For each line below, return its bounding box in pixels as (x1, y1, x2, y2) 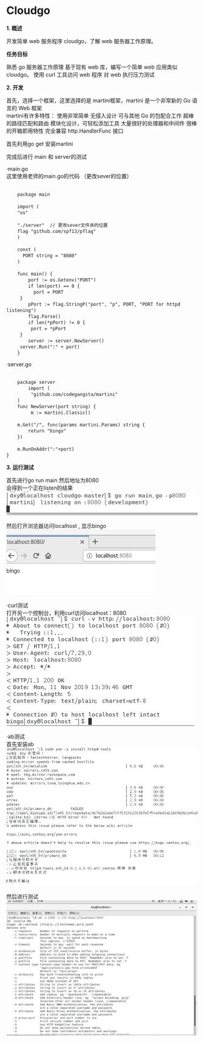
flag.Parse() (28, 313, 61, 319)
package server (17, 379, 56, 385)
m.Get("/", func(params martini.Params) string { (17, 422, 146, 428)
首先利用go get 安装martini (6, 140, 73, 147)
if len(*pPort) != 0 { (28, 319, 86, 325)
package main (17, 191, 50, 198)
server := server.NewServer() (28, 338, 104, 344)
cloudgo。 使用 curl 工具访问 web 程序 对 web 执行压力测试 (6, 71, 155, 78)
